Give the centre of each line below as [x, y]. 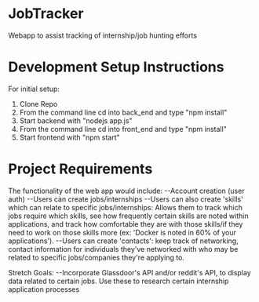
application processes [44, 289]
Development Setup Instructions [116, 67]
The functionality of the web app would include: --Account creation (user [126, 191]
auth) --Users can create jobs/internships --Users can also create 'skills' [126, 199]
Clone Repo [38, 104]
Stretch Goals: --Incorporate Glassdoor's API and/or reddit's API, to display [129, 272]
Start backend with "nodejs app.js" [76, 120]
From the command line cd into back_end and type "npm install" [123, 112]
